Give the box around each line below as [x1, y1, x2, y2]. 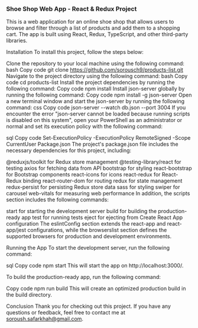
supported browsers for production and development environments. [6, 233, 172, 240]
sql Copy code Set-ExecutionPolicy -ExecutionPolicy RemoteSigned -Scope [6, 134, 191, 142]
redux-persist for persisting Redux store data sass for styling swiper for [6, 184, 180, 191]
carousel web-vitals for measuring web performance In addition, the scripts [6, 190, 190, 197]
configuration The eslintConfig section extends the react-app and [6, 220, 166, 227]
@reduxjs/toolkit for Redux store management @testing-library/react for [6, 159, 181, 166]
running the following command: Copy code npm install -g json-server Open [6, 91, 192, 99]
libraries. [6, 37, 28, 44]
